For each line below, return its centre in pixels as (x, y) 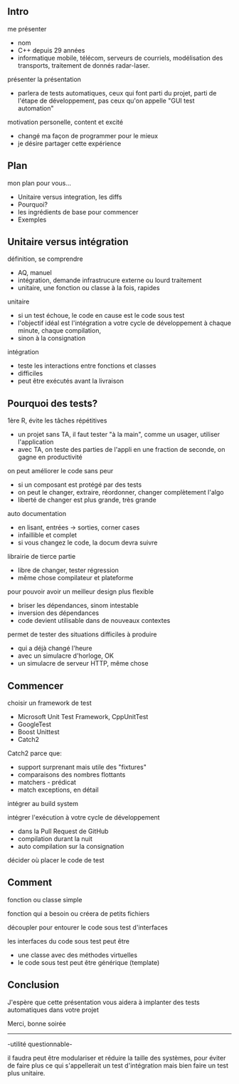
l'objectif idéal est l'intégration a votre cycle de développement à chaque (124, 323)
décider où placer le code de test (56, 860)
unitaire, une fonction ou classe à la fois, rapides (89, 288)
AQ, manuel (34, 273)
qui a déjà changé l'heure (55, 649)
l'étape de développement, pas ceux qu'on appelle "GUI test (106, 100)
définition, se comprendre (45, 259)
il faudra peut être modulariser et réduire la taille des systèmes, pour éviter (117, 1058)
